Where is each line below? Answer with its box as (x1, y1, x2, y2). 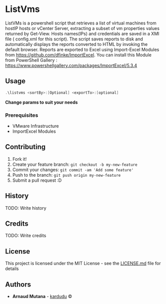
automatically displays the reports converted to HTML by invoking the (5, 41, 148, 47)
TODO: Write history (5, 205, 47, 211)
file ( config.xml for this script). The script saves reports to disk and (5, 36, 143, 42)
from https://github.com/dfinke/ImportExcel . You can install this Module (5, 51, 152, 58)
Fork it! (12, 156, 27, 162)
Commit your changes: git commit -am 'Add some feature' (12, 166, 134, 173)
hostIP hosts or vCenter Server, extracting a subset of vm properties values (5, 25, 160, 31)
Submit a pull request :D (12, 177, 62, 183)
